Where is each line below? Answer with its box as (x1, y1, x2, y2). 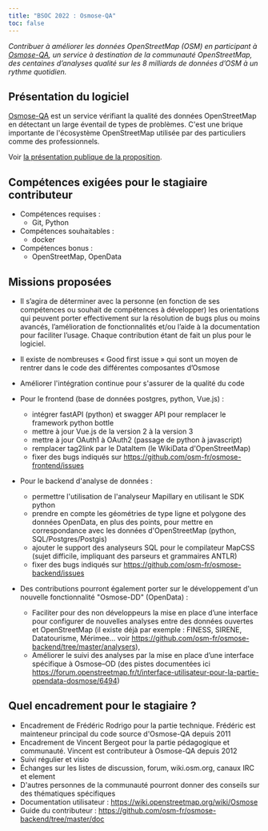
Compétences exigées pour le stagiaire (8, 175, 208, 189)
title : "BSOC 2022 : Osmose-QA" (8, 11, 116, 20)
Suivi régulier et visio (19, 754, 90, 764)
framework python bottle (31, 418, 114, 427)
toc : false (8, 19, 45, 27)
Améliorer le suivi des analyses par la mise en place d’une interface (31, 650, 254, 660)
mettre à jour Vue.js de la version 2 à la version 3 (31, 426, 194, 436)
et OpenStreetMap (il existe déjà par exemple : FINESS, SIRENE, (31, 624, 242, 634)
